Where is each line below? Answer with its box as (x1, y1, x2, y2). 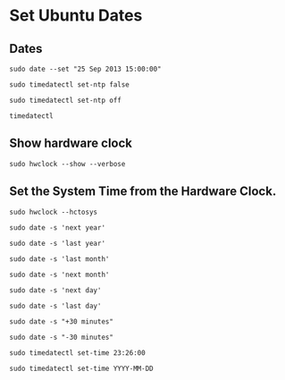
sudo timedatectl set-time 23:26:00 (9, 348, 146, 358)
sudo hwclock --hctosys (9, 207, 98, 216)
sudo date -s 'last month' (9, 254, 110, 264)
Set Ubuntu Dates (9, 5, 143, 26)
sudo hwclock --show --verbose (9, 159, 126, 168)
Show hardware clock (9, 136, 132, 151)
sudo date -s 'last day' (9, 301, 102, 310)
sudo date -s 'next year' (9, 223, 105, 232)
